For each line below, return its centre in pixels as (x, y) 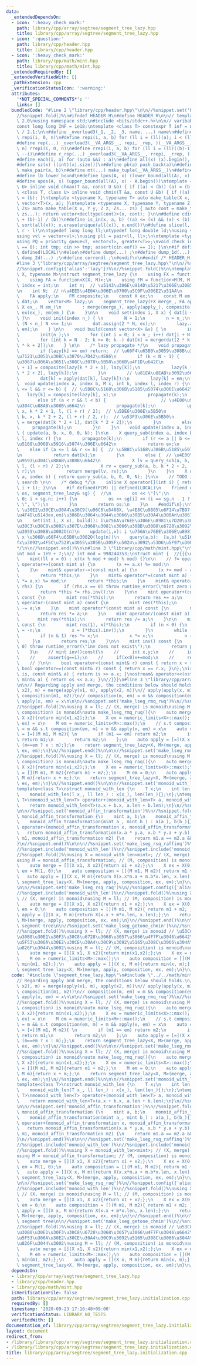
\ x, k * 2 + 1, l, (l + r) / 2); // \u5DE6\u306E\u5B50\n (91, 411)
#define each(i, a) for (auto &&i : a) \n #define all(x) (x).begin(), (103, 160)
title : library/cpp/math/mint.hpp (59, 66)
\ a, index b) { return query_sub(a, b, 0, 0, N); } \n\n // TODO (102, 477)
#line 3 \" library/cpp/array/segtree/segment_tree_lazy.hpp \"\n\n (99, 264)
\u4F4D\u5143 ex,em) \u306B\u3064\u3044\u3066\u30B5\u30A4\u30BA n (97, 515)
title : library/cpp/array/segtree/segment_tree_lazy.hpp (88, 34)
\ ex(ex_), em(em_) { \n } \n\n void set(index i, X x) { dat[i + (105, 313)
